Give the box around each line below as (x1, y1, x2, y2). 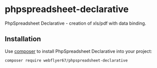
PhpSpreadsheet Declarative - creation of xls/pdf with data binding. (5, 20, 146, 26)
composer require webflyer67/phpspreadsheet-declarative (5, 58, 128, 63)
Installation (5, 35, 41, 43)
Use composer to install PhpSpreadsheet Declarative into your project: (5, 48, 152, 54)
